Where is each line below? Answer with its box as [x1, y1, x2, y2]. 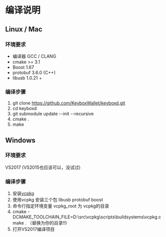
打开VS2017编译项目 [12, 226, 55, 232]
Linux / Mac [5, 25, 43, 33]
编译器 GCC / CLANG [12, 53, 57, 59]
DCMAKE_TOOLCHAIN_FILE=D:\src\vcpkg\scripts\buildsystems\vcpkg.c [12, 214, 161, 220]
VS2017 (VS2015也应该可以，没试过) [5, 164, 81, 170]
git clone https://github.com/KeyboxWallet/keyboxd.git [12, 100, 125, 106]
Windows [5, 136, 36, 145]
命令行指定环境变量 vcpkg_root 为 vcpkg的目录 [12, 203, 109, 209]
